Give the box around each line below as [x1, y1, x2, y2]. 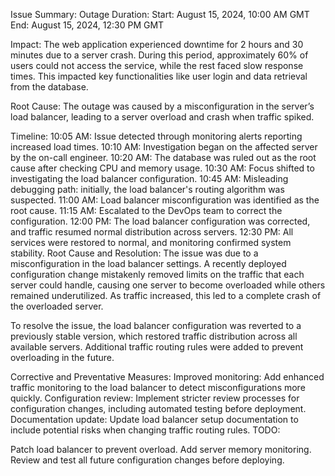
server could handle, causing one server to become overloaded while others [10, 279, 326, 291]
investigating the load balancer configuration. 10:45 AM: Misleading [10, 173, 289, 184]
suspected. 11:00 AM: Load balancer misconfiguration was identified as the [10, 194, 320, 206]
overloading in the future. [10, 352, 115, 363]
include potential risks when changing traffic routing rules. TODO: [10, 424, 281, 436]
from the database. [10, 81, 89, 93]
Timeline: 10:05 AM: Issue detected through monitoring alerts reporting [10, 130, 303, 142]
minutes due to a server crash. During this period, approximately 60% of [10, 49, 309, 61]
